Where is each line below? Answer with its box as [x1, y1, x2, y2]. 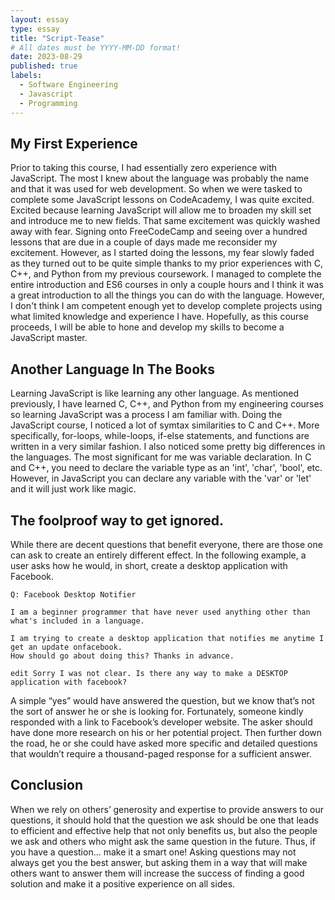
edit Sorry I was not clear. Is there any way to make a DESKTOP [10, 668, 288, 678]
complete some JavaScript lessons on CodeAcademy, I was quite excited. [10, 194, 315, 206]
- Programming [19, 98, 78, 108]
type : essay [10, 24, 60, 34]
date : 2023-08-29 [10, 52, 83, 62]
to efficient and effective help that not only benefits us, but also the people [10, 824, 318, 836]
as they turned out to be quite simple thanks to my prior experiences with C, [10, 257, 324, 270]
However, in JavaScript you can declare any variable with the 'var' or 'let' [10, 472, 312, 485]
